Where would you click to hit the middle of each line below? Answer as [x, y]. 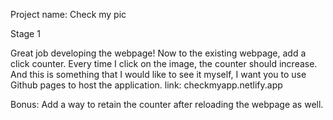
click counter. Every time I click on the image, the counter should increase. [164, 63]
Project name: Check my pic [68, 14]
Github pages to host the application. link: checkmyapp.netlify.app [146, 85]
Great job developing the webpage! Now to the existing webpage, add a [158, 53]
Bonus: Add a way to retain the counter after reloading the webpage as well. [167, 104]
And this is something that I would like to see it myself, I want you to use [158, 74]
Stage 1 [25, 33]
